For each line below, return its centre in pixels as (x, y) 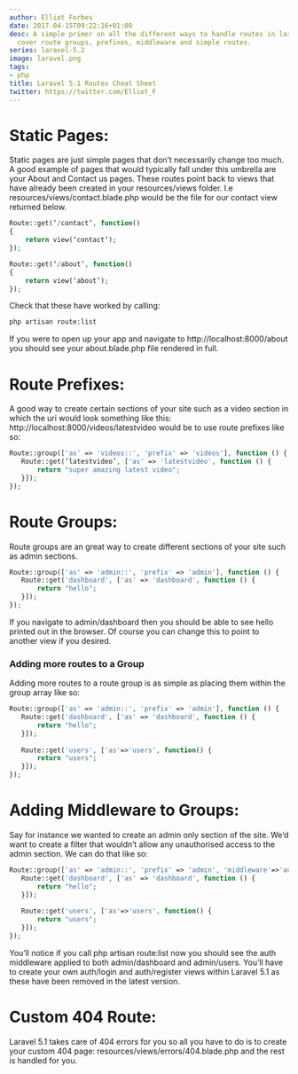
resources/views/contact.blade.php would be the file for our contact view (143, 198)
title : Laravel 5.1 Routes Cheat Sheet (83, 83)
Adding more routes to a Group (77, 663)
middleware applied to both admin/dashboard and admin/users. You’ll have (146, 962)
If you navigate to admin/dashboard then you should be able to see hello (141, 622)
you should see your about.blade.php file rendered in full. (114, 349)
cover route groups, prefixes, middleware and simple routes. (134, 42)
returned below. (38, 207)
